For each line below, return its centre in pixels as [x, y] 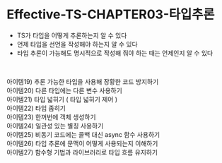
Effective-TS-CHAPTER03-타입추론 [111, 14]
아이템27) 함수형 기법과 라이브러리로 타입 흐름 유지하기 [82, 152]
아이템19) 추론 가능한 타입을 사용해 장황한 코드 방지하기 [83, 81]
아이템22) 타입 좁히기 [36, 108]
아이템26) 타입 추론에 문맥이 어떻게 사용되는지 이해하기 [82, 143]
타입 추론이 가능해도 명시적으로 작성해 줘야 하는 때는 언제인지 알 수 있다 [115, 53]
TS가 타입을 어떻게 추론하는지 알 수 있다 [72, 35]
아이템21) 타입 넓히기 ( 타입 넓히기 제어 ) [62, 99]
